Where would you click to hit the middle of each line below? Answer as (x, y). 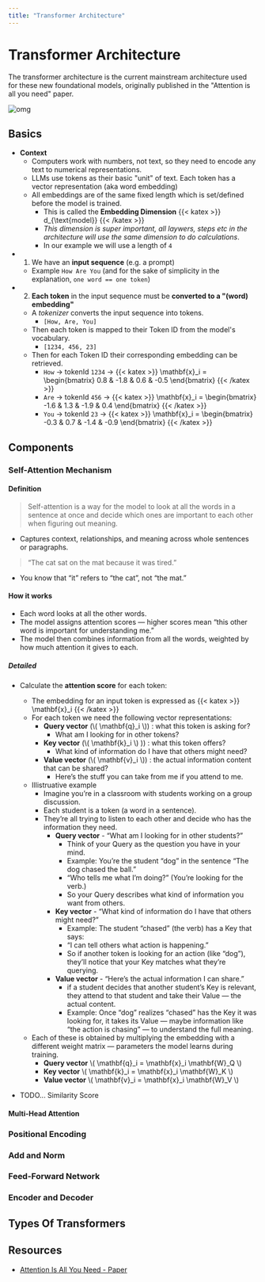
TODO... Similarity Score (59, 1096)
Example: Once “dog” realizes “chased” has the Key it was (162, 1012)
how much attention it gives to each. (79, 648)
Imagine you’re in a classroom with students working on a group (148, 794)
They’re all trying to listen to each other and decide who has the (147, 819)
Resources (35, 1251)
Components (41, 448)
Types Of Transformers (67, 1223)
